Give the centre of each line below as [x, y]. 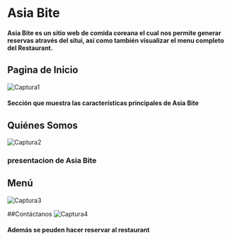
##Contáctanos [30, 214]
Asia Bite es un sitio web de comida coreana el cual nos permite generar [114, 32]
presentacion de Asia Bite [52, 160]
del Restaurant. [30, 48]
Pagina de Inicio [43, 70]
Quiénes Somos [43, 125]
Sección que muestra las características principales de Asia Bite [103, 103]
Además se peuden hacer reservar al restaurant [78, 230]
